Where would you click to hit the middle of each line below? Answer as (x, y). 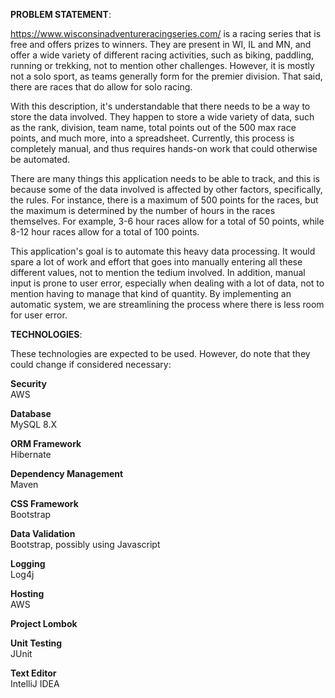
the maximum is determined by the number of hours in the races (143, 210)
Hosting (27, 593)
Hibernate (31, 454)
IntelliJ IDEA (35, 683)
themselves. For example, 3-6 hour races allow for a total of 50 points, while (167, 221)
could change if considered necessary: (91, 364)
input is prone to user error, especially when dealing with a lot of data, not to (167, 283)
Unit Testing (36, 643)
